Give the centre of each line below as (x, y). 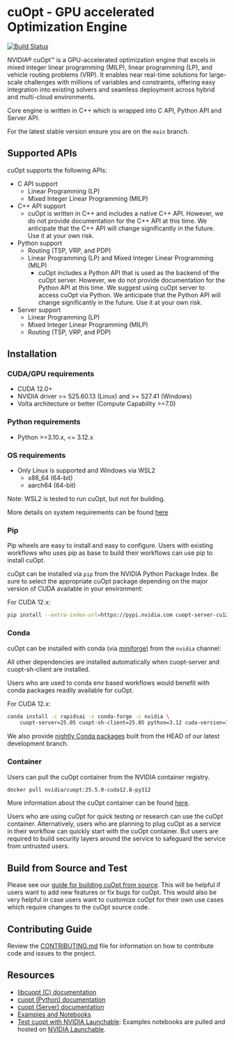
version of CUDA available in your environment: (75, 589)
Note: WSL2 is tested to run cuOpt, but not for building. (86, 499)
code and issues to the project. (52, 953)
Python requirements (44, 422)
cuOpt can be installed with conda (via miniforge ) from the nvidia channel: (114, 648)
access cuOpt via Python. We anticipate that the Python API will (130, 295)
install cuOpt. (26, 560)
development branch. (38, 743)
